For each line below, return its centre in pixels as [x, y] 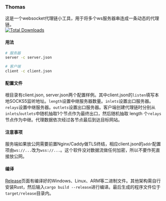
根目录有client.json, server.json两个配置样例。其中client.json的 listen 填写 [80, 95]
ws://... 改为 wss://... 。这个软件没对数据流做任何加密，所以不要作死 [85, 150]
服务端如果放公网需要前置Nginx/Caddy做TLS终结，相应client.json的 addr [79, 144]
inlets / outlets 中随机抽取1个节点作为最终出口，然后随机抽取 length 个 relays [83, 114]
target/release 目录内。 [29, 193]
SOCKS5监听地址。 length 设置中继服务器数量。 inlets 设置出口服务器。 [81, 101]
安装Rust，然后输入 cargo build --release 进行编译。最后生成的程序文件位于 [83, 187]
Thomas [15, 7]
